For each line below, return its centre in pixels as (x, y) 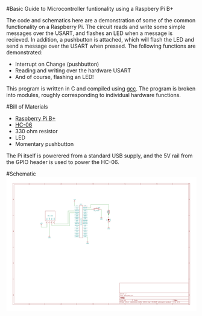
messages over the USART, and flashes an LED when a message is (90, 33)
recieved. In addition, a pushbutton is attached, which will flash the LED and (100, 39)
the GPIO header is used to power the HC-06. (63, 162)
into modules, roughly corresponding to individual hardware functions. (93, 95)
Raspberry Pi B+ (35, 118)
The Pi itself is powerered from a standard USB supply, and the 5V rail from (99, 156)
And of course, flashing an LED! (55, 77)
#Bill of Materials (27, 107)
